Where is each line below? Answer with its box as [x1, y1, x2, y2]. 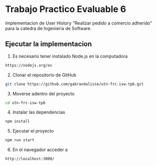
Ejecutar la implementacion [5, 40, 92, 48]
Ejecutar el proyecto [12, 128, 54, 134]
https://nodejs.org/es [5, 62, 52, 68]
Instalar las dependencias [12, 109, 66, 115]
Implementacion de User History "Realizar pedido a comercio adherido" [5, 20, 153, 26]
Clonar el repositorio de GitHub [12, 71, 76, 78]
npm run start [5, 137, 35, 143]
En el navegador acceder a [12, 146, 68, 153]
